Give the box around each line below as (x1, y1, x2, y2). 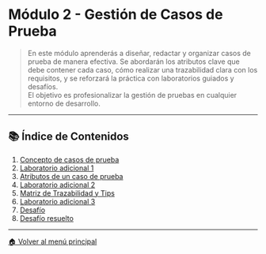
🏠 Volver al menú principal (8, 237, 97, 246)
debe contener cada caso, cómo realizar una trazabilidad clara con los (27, 65, 258, 74)
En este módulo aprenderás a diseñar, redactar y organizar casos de (27, 48, 251, 58)
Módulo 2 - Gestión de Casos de (8, 6, 223, 24)
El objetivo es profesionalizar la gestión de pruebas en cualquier (27, 90, 237, 99)
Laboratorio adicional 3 (19, 196, 96, 206)
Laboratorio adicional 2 (19, 180, 96, 189)
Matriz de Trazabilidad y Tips (19, 188, 115, 198)
